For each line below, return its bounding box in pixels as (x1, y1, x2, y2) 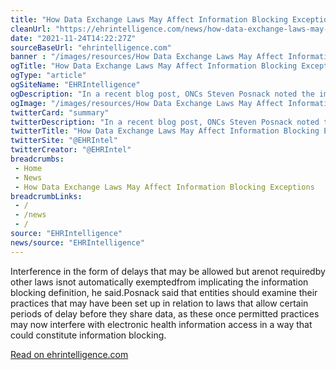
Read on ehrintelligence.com (10, 348, 129, 360)
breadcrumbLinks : (10, 191, 83, 201)
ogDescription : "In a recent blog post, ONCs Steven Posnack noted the (10, 89, 315, 99)
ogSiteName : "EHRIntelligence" (10, 80, 141, 90)
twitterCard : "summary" (10, 107, 110, 118)
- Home (14, 163, 43, 173)
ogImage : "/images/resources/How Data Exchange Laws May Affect (10, 98, 284, 108)
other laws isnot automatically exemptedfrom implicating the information (10, 276, 309, 288)
